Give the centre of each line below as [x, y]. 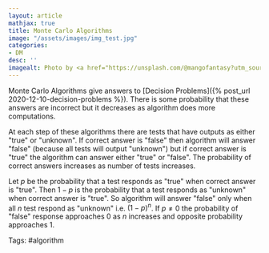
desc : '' [23, 61]
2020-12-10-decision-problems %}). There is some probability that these [129, 99]
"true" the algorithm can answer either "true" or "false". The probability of [130, 157]
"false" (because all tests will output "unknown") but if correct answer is [127, 148]
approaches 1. [31, 225]
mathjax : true [32, 23]
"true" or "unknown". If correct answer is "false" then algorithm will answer [132, 140]
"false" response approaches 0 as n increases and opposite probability [125, 216]
